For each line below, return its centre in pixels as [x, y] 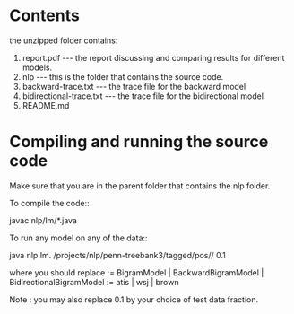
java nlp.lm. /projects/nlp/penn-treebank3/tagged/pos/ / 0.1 [118, 255]
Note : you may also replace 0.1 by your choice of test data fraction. [134, 299]
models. [37, 67]
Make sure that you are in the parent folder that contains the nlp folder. [140, 186]
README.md [46, 105]
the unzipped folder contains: [64, 40]
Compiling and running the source [139, 142]
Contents [45, 16]
